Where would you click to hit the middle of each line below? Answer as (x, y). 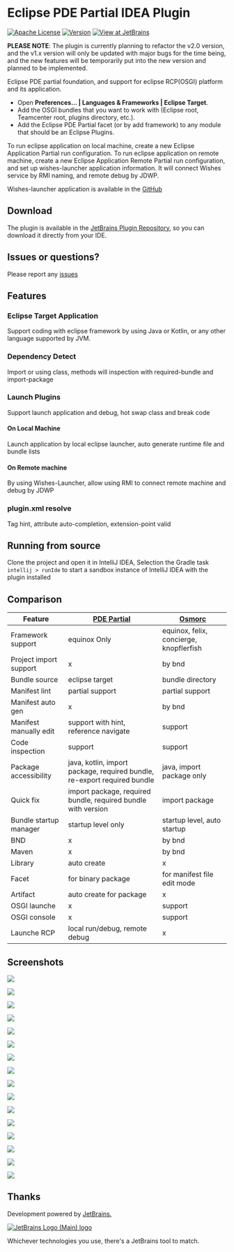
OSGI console (33, 917)
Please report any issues (42, 274)
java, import (181, 767)
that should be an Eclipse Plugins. (66, 132)
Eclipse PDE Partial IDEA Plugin (99, 13)
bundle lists (24, 451)
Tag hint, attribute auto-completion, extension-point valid (89, 524)
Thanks (24, 1197)
